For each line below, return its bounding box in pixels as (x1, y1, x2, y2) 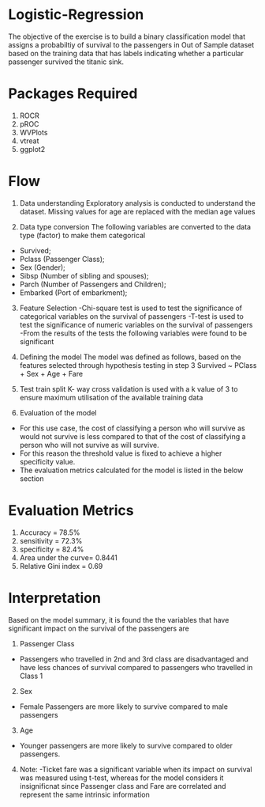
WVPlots (19, 127, 48, 137)
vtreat (19, 136, 39, 146)
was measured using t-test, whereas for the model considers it (19, 773, 224, 782)
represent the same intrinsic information (19, 790, 150, 799)
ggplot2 (19, 144, 46, 153)
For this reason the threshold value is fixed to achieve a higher (19, 449, 222, 458)
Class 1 (19, 671, 43, 680)
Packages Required (8, 85, 138, 103)
